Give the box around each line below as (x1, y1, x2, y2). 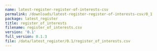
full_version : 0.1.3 (5, 34, 48, 39)
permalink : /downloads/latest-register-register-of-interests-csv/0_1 (5, 12, 153, 17)
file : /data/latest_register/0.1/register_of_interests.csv (5, 39, 131, 44)
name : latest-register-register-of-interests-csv (5, 7, 109, 12)
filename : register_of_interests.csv (5, 25, 82, 30)
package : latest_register (5, 16, 58, 21)
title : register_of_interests (5, 20, 67, 26)
